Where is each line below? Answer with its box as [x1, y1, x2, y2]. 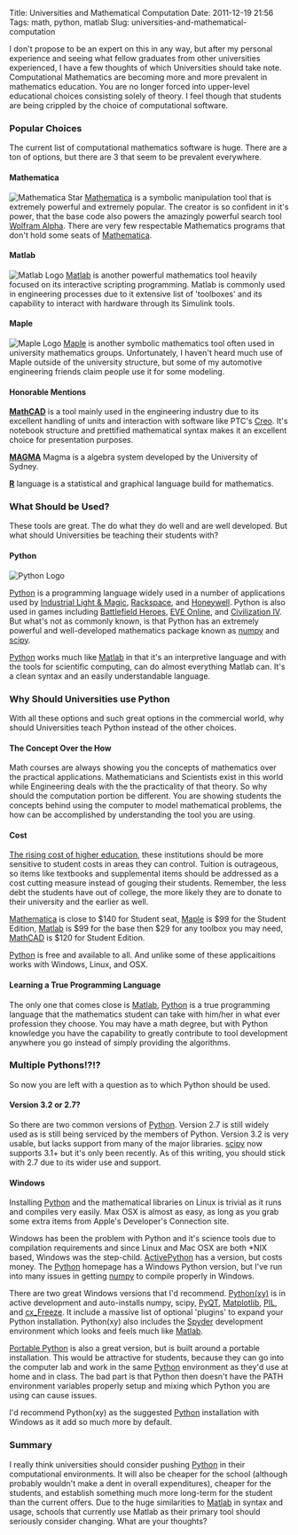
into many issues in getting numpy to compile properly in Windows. [9, 1271, 255, 1281]
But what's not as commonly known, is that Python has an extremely [9, 616, 259, 626]
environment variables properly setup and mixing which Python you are [9, 1381, 271, 1391]
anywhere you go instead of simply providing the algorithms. [9, 1037, 231, 1048]
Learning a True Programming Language [9, 980, 161, 990]
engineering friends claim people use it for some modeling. [9, 366, 225, 376]
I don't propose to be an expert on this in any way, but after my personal [9, 43, 273, 54]
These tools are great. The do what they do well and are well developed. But [9, 521, 288, 531]
